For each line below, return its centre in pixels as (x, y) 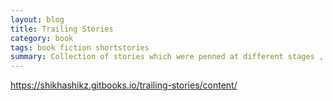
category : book (42, 38)
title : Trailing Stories (62, 29)
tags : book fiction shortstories (80, 47)
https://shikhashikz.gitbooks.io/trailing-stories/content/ (124, 85)
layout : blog (37, 19)
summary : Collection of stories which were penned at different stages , (167, 57)
